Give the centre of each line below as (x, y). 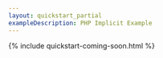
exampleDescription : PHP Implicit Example (80, 23)
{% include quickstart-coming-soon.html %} (81, 45)
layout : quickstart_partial (55, 15)
